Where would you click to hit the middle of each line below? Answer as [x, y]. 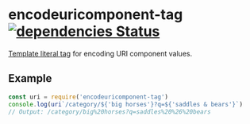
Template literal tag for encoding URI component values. [100, 53]
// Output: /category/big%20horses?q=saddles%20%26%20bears [110, 112]
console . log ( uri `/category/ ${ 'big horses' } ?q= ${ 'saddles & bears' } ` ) [126, 104]
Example [30, 78]
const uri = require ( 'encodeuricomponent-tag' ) [88, 97]
